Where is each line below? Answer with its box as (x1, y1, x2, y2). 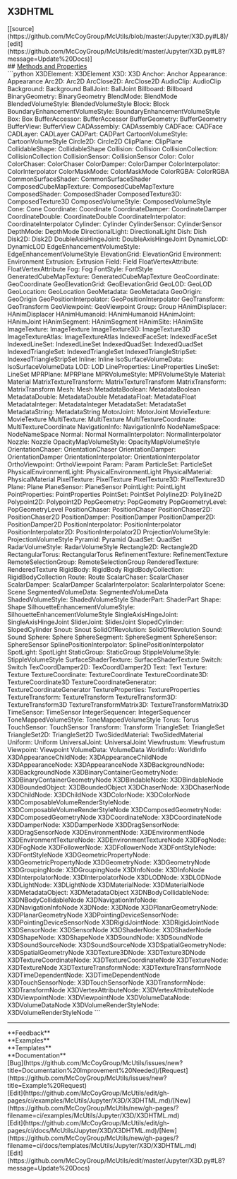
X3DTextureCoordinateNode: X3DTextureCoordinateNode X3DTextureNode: (7, 956, 229, 964)
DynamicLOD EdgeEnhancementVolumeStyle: (7, 242, 140, 250)
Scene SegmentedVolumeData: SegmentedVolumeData (7, 587, 169, 596)
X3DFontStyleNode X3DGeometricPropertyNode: (7, 850, 150, 859)
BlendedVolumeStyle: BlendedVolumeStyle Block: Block (7, 99, 170, 108)
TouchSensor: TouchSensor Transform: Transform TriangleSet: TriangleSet (7, 722, 225, 731)
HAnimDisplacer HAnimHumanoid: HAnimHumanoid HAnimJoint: (7, 310, 195, 318)
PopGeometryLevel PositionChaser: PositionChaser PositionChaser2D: (7, 505, 213, 513)
